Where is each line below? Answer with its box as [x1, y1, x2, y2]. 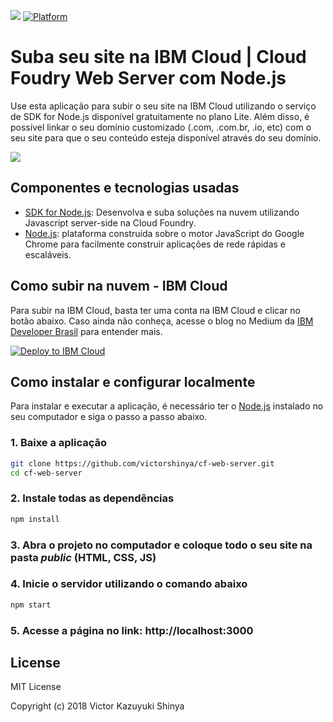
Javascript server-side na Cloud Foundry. [24, 216, 197, 229]
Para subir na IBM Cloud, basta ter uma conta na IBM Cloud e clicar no [10, 304, 301, 316]
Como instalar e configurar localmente [10, 373, 256, 390]
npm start [10, 600, 52, 610]
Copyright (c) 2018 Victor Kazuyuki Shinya [10, 700, 185, 712]
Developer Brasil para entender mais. [10, 325, 163, 337]
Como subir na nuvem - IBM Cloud [10, 278, 228, 295]
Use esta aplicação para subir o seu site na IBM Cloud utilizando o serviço [10, 100, 317, 112]
